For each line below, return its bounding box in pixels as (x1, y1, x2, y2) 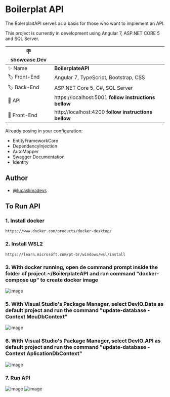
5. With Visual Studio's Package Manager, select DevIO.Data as (5, 300, 164, 307)
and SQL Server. (5, 35, 39, 42)
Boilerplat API (5, 4, 64, 15)
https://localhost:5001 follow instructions (54, 94, 155, 101)
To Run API (5, 202, 40, 211)
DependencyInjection (12, 143, 57, 149)
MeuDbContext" (26, 313, 68, 320)
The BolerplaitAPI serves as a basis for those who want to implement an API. (5, 20, 165, 26)
